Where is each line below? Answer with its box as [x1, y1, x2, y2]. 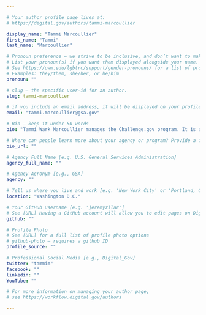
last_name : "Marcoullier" [6, 42, 72, 49]
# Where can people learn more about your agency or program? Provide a [6, 137, 196, 144]
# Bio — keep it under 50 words [6, 120, 89, 127]
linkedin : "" [6, 272, 40, 278]
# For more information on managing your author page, [6, 289, 150, 295]
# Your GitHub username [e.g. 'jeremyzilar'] [6, 204, 124, 210]
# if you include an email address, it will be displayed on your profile [6, 104, 202, 110]
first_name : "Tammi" [6, 37, 59, 43]
